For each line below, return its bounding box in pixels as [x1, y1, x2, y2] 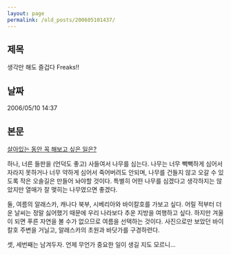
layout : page [7, 10, 45, 17]
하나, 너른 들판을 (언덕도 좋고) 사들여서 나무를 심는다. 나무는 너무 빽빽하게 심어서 [7, 159, 223, 168]
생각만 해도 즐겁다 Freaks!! [7, 63, 80, 71]
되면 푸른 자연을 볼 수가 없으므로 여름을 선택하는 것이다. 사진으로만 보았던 [14, 217, 212, 225]
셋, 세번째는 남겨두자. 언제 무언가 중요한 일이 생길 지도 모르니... [7, 240, 176, 248]
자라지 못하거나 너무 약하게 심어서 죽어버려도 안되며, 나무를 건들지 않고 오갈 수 [7, 168, 217, 176]
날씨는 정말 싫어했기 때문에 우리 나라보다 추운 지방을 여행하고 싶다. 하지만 [14, 208, 212, 217]
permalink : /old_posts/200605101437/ [7, 16, 116, 23]
